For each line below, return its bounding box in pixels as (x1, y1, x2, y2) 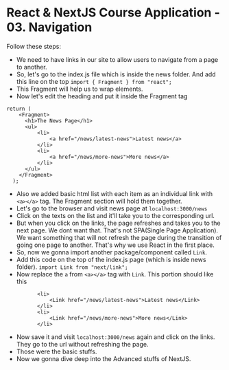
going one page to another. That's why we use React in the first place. (16, 241, 215, 249)
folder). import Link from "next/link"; (16, 263, 128, 271)
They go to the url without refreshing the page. (16, 340, 149, 348)
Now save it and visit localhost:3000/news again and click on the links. (16, 332, 215, 341)
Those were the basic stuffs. (16, 347, 97, 356)
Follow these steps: (6, 42, 61, 50)
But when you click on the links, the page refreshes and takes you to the (16, 219, 221, 227)
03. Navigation (6, 19, 93, 35)
